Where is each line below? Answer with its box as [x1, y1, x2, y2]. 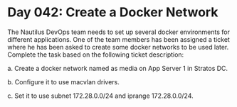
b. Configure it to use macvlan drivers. [7, 77, 120, 86]
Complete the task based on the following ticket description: [7, 50, 184, 59]
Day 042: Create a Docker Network [7, 4, 218, 21]
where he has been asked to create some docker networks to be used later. [7, 43, 229, 51]
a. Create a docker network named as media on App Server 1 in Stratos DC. [7, 64, 228, 72]
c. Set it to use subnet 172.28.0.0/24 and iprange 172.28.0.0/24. [7, 91, 194, 100]
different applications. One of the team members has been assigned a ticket [7, 35, 230, 43]
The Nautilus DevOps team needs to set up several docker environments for [7, 28, 230, 36]
